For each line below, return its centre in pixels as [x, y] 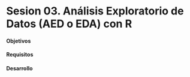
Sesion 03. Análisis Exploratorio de [95, 11]
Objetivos [19, 41]
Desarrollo [19, 68]
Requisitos [20, 55]
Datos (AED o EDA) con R [69, 24]
